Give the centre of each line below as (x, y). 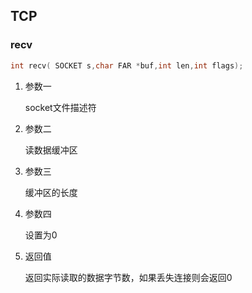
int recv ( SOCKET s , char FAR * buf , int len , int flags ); (127, 65)
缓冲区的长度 (51, 192)
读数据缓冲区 (51, 150)
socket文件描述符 (60, 107)
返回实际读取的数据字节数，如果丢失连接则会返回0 (128, 277)
